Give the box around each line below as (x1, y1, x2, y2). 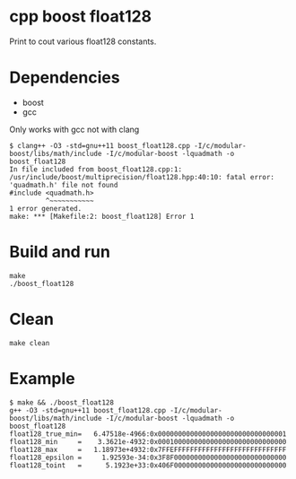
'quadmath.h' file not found (9, 180, 118, 189)
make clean (9, 338, 50, 347)
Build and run (9, 242, 110, 262)
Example (9, 368, 75, 388)
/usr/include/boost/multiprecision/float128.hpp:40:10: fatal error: (9, 172, 275, 181)
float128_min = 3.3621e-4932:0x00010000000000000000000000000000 (9, 437, 287, 446)
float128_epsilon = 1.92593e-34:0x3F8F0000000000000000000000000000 (9, 453, 287, 462)
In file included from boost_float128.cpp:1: (9, 164, 182, 174)
